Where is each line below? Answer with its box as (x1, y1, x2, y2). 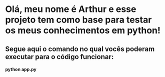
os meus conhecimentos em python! (5, 25, 161, 36)
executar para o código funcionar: (5, 52, 114, 61)
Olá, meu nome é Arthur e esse (5, 3, 136, 15)
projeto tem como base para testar (5, 14, 152, 25)
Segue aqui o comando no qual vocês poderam (5, 44, 155, 53)
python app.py (5, 66, 37, 72)
